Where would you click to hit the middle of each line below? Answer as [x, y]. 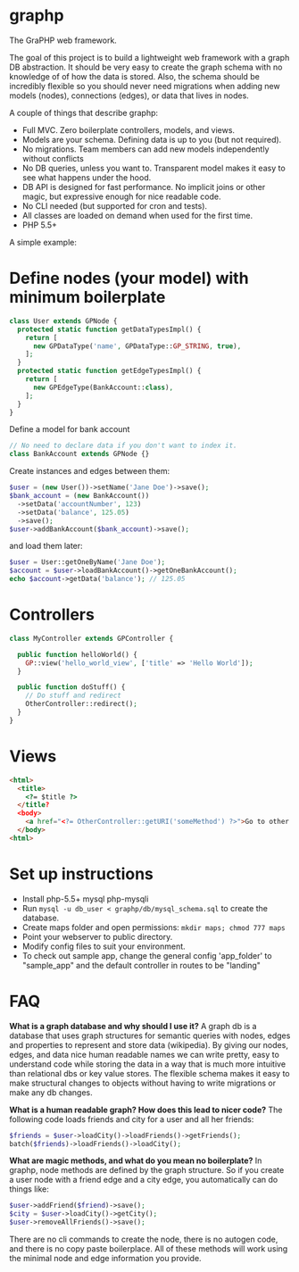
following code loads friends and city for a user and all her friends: [132, 1119]
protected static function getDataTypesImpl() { [109, 329]
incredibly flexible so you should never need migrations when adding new [145, 86]
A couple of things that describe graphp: [84, 112]
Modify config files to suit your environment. [104, 946]
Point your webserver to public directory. [97, 936]
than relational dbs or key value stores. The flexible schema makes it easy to [149, 1073]
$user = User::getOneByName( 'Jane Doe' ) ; [87, 562]
